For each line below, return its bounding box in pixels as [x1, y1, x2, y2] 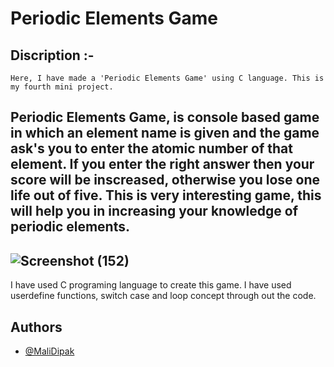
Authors [10, 318, 63, 336]
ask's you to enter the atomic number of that [10, 140, 293, 157]
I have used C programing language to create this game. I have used [10, 279, 292, 291]
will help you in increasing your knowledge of [10, 203, 299, 220]
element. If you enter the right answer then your [10, 156, 315, 173]
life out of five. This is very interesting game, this [10, 187, 322, 204]
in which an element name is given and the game [10, 125, 320, 142]
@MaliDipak [24, 345, 75, 357]
